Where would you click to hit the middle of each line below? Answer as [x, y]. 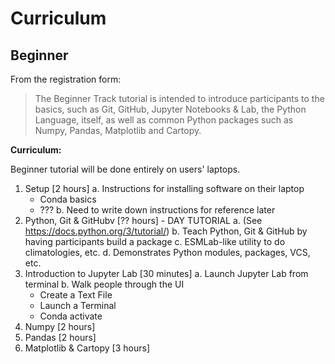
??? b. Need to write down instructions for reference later [157, 210]
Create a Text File [76, 295]
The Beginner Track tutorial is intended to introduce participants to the [179, 98]
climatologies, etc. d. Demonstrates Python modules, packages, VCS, [167, 252]
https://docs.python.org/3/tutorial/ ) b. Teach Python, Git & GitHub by [166, 231]
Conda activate [71, 316]
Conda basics [68, 199]
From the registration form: [66, 79]
